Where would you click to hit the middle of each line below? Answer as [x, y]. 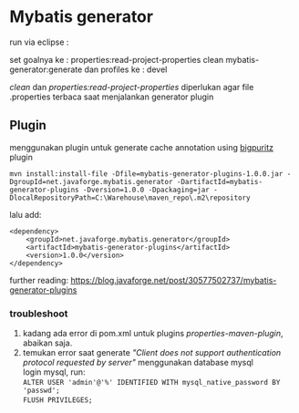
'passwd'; [41, 391]
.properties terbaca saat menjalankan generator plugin [112, 97]
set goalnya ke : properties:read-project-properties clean [117, 59]
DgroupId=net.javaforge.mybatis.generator [91, 181]
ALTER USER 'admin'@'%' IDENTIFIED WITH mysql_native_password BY [151, 383]
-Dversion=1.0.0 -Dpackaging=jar [146, 190]
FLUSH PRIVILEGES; [57, 400]
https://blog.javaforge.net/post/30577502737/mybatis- [174, 280]
